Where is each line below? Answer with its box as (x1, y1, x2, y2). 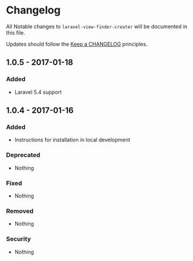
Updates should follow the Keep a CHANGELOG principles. (6, 40, 148, 48)
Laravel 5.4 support (14, 89, 62, 96)
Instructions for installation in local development (14, 136, 130, 144)
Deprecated (6, 151, 41, 159)
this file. (6, 29, 25, 36)
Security (6, 235, 31, 243)
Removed (6, 206, 34, 215)
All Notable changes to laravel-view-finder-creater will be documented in (6, 23, 188, 30)
